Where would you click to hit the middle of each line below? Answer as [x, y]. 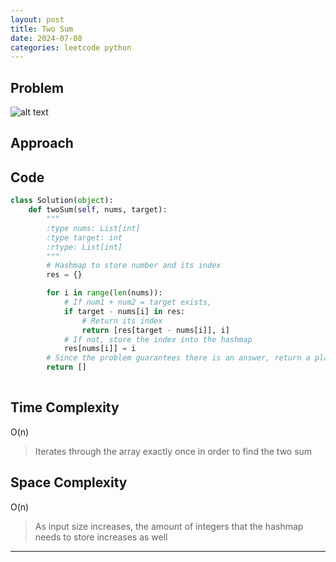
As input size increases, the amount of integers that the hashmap [169, 526]
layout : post [37, 19]
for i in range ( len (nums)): [104, 293]
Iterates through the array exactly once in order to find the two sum [173, 451]
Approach [42, 143]
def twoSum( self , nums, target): [98, 210]
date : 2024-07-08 [46, 38]
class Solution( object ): [62, 201]
